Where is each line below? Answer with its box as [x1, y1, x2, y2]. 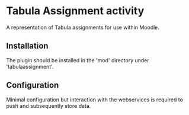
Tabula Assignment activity [6, 4, 145, 18]
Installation [6, 41, 49, 51]
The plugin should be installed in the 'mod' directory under [6, 56, 149, 63]
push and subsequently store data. [6, 102, 91, 109]
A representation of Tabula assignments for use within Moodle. [6, 24, 160, 31]
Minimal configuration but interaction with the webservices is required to [6, 96, 184, 103]
